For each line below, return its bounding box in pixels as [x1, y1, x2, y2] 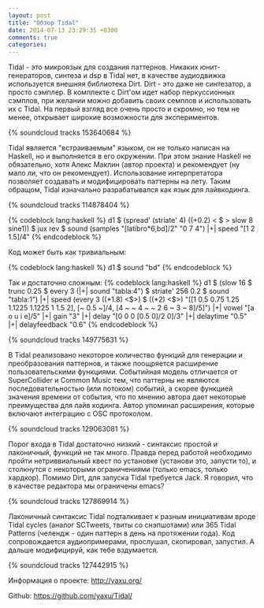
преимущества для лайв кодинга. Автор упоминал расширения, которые [8, 401, 255, 410]
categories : [8, 41, 47, 49]
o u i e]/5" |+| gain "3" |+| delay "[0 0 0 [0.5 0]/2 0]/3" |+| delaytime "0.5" [8, 312, 247, 321]
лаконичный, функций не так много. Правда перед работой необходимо [8, 448, 252, 458]
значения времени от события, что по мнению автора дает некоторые [8, 392, 247, 402]
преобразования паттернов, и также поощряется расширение [8, 359, 219, 369]
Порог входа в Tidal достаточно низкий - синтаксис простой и [8, 439, 218, 449]
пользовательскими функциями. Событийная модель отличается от [8, 367, 238, 376]
